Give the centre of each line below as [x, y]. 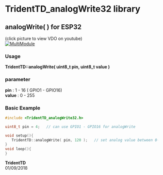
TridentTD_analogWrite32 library [73, 9]
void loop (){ [18, 149]
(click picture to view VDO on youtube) [44, 38]
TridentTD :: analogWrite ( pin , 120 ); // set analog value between [82, 140]
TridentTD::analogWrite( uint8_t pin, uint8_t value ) [57, 67]
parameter [18, 80]
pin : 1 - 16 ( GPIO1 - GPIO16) [33, 90]
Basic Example [23, 108]
